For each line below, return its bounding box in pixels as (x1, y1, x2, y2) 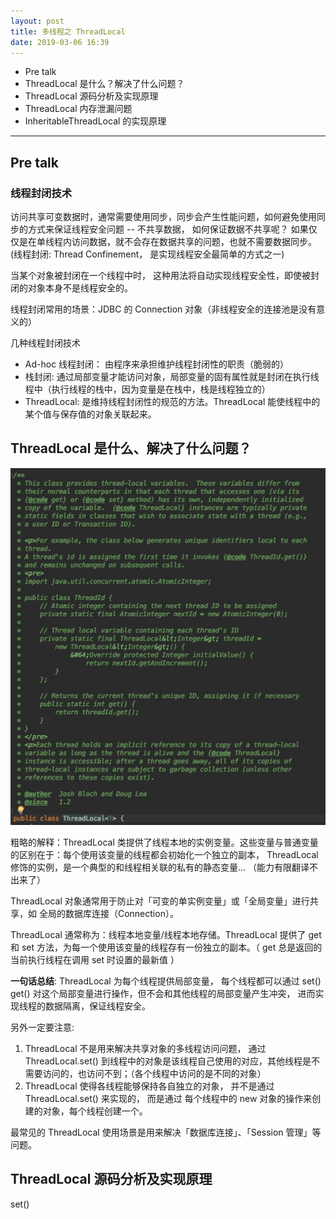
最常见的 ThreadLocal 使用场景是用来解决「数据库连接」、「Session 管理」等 (10, 1126, 322, 1139)
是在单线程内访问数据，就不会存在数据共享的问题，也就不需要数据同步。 (18, 236, 317, 248)
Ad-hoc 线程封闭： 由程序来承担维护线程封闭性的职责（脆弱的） (24, 358, 290, 370)
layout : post (10, 16, 65, 26)
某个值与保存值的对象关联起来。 (24, 408, 157, 420)
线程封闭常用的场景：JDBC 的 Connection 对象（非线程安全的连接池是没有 (10, 303, 317, 315)
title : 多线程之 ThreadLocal (10, 26, 126, 37)
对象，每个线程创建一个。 (42, 1105, 148, 1117)
